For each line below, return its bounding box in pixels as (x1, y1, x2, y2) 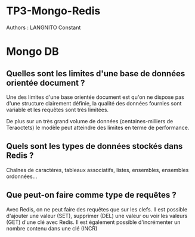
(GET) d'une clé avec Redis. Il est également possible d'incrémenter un (6, 219, 181, 226)
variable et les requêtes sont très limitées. (6, 106, 109, 113)
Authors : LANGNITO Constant (6, 24, 81, 31)
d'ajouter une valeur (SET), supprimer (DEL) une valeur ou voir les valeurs (6, 212, 188, 219)
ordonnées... (6, 173, 38, 180)
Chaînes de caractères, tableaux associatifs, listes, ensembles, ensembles (6, 166, 189, 173)
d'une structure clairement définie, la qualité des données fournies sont (6, 99, 182, 107)
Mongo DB (6, 45, 59, 58)
